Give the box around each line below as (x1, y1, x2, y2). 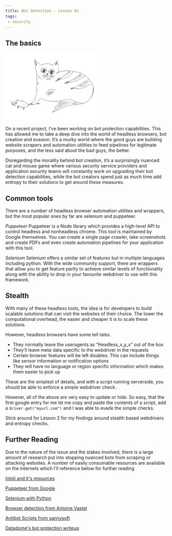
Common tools (5, 194, 53, 203)
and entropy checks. (5, 420, 49, 426)
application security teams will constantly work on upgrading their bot (5, 168, 153, 175)
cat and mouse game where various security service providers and (5, 163, 147, 169)
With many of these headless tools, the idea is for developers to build (5, 305, 152, 311)
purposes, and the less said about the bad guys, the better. (5, 147, 130, 154)
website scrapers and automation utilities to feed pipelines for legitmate (5, 142, 157, 148)
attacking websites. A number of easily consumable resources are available (5, 460, 165, 466)
